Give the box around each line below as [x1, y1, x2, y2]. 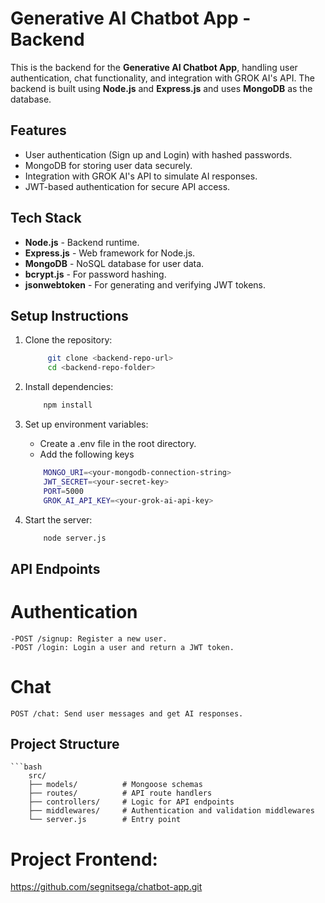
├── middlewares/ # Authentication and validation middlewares [28, 806, 315, 816]
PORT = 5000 [43, 486, 84, 496]
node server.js [43, 533, 107, 543]
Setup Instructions [10, 307, 129, 324]
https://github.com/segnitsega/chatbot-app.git [10, 881, 203, 893]
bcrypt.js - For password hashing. [24, 268, 167, 280]
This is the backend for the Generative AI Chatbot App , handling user [10, 61, 298, 73]
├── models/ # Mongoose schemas [28, 780, 203, 790]
